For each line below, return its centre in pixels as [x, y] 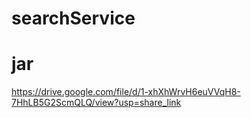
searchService [73, 18]
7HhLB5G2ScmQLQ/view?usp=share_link [96, 103]
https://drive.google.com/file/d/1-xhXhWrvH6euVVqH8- [126, 92]
